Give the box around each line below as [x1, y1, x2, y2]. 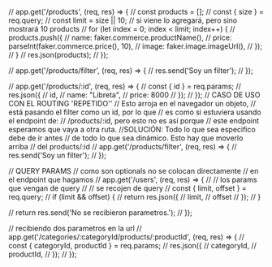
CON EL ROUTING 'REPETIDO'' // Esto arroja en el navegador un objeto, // [8, 99, 257, 108]
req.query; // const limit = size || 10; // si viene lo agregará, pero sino [8, 15, 238, 25]
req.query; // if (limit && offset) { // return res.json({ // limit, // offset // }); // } [8, 192, 261, 201]
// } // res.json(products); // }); [8, 50, 109, 59]
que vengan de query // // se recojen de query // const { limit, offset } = [8, 183, 248, 193]
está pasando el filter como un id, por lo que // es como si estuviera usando [8, 107, 261, 117]
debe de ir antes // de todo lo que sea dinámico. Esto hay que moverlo [8, 133, 244, 143]
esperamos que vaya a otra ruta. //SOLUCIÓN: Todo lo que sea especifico [8, 125, 256, 134]
